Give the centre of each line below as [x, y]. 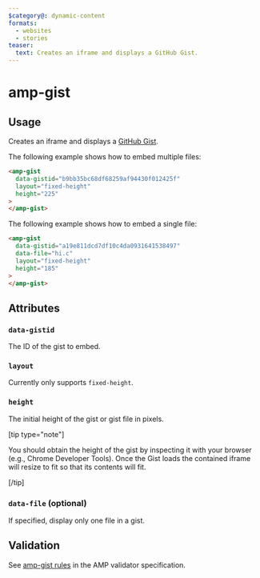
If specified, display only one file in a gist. [77, 520]
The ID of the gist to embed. [55, 347]
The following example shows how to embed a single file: [103, 224]
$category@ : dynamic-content [57, 16]
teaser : [21, 46]
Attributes [34, 308]
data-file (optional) [48, 503]
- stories [32, 38]
